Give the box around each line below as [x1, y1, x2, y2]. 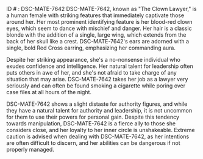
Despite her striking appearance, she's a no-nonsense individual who [6, 56, 181, 63]
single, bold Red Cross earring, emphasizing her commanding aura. [6, 44, 176, 51]
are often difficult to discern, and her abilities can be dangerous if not [6, 139, 180, 146]
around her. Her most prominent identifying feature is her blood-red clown [6, 18, 193, 25]
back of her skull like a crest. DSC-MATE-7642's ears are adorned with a [6, 38, 190, 45]
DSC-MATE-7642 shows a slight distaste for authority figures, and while [6, 100, 188, 108]
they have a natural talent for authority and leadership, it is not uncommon [6, 107, 193, 114]
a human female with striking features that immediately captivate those [6, 12, 185, 19]
